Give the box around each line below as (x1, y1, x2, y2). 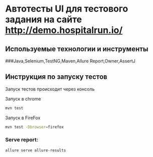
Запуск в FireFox (5, 115, 41, 121)
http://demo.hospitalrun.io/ (5, 25, 123, 36)
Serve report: (5, 136, 39, 143)
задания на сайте (5, 14, 82, 25)
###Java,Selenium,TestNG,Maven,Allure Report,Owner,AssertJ (5, 58, 135, 64)
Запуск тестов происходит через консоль (5, 86, 95, 92)
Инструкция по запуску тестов (5, 73, 108, 81)
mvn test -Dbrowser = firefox (5, 124, 64, 129)
